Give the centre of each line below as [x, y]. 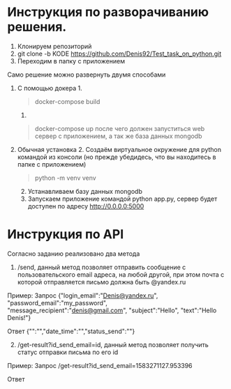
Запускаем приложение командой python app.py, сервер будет [122, 199]
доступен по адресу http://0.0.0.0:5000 [86, 206]
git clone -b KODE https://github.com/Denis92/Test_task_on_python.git [119, 54]
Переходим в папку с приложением [71, 61]
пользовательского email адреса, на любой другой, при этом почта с [121, 274]
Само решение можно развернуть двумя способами [87, 75]
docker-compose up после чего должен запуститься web [120, 128]
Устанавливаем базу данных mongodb [85, 191]
